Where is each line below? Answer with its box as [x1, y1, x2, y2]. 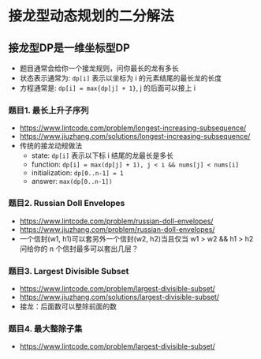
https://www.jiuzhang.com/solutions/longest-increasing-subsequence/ [19, 132, 251, 141]
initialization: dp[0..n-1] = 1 [31, 168, 124, 178]
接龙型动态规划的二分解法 [8, 7, 175, 25]
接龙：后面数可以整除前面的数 [19, 301, 117, 311]
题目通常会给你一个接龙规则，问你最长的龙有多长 [19, 64, 179, 73]
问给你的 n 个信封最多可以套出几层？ [19, 244, 139, 253]
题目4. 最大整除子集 [8, 323, 83, 334]
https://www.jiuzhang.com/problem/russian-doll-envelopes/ [19, 224, 215, 234]
